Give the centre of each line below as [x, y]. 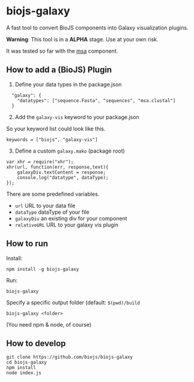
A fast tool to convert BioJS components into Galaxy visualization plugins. [97, 28]
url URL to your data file [45, 205]
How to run [27, 244]
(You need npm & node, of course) [49, 324]
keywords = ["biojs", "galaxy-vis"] [52, 139]
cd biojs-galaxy [26, 362]
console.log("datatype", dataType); [63, 177]
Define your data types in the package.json [68, 84]
